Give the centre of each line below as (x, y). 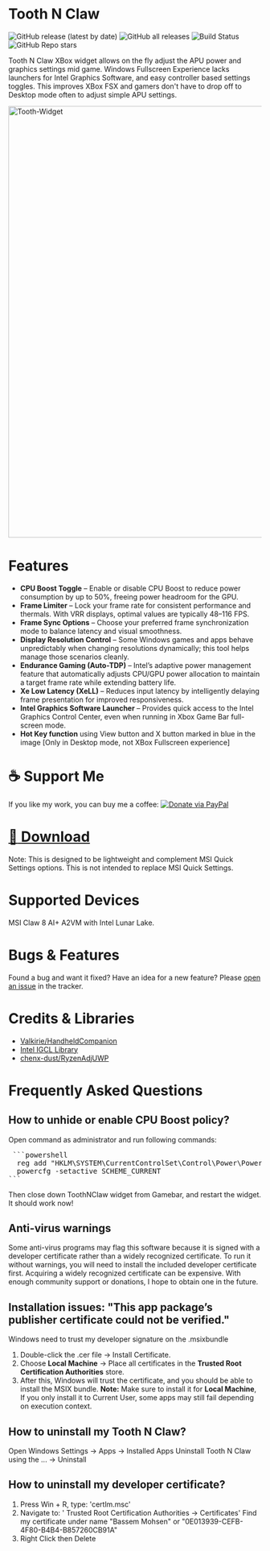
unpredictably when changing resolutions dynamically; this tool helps (135, 648)
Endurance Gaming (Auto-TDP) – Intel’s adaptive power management (135, 665)
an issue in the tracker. (46, 986)
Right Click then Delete (58, 1538)
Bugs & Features (64, 955)
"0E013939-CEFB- (213, 1521)
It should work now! (41, 1203)
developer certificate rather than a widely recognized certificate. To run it (130, 1256)
